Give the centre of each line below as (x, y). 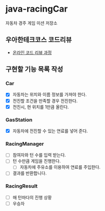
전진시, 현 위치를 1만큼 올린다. (41, 107)
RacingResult (22, 186)
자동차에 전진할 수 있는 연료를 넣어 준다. (50, 131)
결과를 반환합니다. (29, 173)
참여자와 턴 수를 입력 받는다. (39, 155)
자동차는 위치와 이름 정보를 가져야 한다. (50, 95)
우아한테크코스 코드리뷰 (39, 40)
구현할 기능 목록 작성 (34, 69)
